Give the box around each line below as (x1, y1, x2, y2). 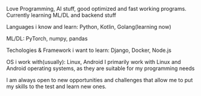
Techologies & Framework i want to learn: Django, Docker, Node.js (6, 46, 171, 54)
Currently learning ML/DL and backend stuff (6, 11, 116, 19)
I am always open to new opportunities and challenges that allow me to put (6, 77, 193, 83)
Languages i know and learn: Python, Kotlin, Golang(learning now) (6, 24, 171, 30)
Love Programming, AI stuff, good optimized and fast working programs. (6, 5, 186, 12)
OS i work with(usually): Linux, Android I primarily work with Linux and (6, 59, 182, 65)
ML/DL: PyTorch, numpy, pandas (6, 35, 88, 42)
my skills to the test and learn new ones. (6, 83, 107, 90)
